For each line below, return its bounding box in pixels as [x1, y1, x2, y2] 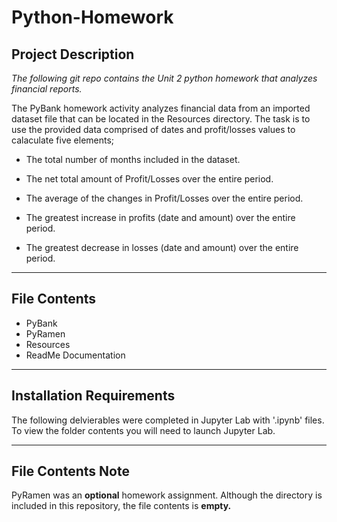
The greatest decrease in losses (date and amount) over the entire [25, 242, 299, 253]
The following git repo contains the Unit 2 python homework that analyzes [11, 72, 318, 84]
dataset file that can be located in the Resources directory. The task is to [11, 113, 311, 125]
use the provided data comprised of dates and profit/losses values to [11, 124, 296, 135]
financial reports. [11, 83, 83, 95]
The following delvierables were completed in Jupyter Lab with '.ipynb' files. [11, 414, 325, 426]
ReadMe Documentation [25, 349, 126, 361]
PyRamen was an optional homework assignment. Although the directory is [11, 489, 323, 501]
